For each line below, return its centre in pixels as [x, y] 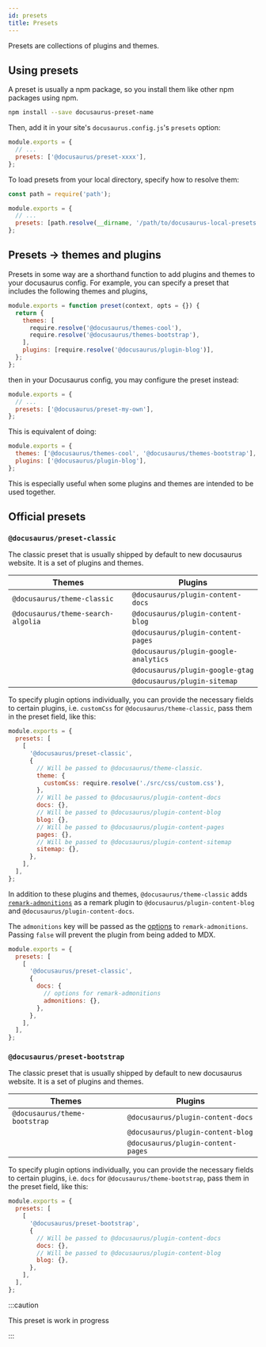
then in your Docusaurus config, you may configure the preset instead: [123, 380]
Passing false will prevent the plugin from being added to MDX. [112, 934]
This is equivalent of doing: [52, 432]
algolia [27, 622]
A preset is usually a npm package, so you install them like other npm [121, 90]
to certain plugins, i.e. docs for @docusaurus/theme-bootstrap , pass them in [129, 1178]
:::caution [24, 1305]
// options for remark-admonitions [102, 994]
